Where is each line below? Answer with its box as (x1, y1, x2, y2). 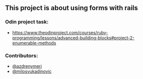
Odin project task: (5, 19, 49, 25)
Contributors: (5, 52, 38, 59)
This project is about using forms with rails (5, 4, 138, 12)
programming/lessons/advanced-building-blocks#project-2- (12, 35, 135, 40)
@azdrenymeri (12, 63, 42, 69)
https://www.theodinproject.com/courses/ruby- (12, 29, 108, 36)
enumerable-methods (12, 40, 56, 46)
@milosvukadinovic (12, 68, 52, 74)
